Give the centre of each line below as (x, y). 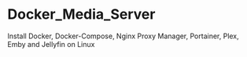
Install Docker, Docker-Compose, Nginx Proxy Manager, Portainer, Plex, (123, 36)
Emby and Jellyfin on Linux (51, 44)
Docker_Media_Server (81, 14)
